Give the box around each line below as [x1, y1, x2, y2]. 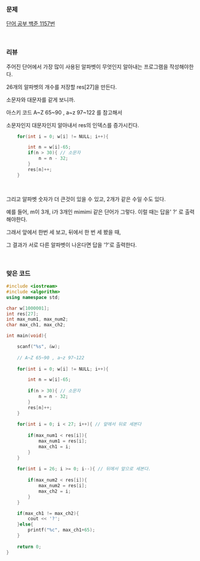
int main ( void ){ [6, 333, 47, 339]
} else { [17, 521, 34, 527]
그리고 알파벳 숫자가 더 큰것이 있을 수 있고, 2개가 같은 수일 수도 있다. [6, 195, 166, 202]
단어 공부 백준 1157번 [6, 20, 55, 28]
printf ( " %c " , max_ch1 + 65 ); [28, 527, 95, 533]
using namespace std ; [6, 294, 61, 301]
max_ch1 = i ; [38, 443, 71, 449]
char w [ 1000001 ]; [6, 305, 50, 311]
